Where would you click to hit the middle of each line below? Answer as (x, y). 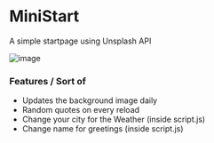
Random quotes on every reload (81, 110)
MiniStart (44, 16)
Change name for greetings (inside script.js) (103, 129)
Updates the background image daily (90, 100)
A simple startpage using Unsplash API (80, 41)
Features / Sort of (48, 81)
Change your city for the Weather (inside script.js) (114, 119)
